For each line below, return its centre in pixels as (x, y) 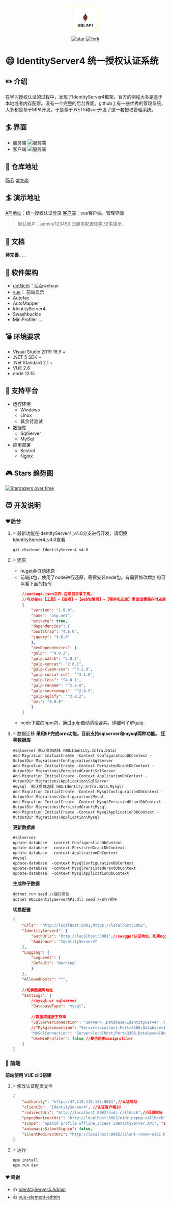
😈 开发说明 (23, 505)
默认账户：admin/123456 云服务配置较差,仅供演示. (70, 224)
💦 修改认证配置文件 (33, 1086)
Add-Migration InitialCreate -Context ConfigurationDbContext (80, 756)
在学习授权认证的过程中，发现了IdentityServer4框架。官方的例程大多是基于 (84, 97)
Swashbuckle (27, 314)
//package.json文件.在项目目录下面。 (58, 594)
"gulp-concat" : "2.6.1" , (58, 664)
